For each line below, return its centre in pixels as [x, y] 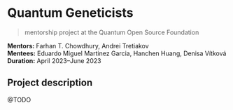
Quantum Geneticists [70, 13]
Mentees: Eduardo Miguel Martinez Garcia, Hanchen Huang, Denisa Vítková [117, 53]
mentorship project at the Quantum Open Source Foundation [112, 32]
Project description [50, 83]
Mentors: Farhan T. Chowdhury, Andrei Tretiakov [78, 46]
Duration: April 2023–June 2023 [54, 60]
